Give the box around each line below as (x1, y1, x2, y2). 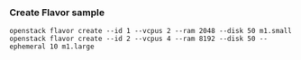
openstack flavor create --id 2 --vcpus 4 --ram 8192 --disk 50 (9, 34, 256, 44)
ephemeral (9, 42, 47, 51)
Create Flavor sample (9, 6, 105, 19)
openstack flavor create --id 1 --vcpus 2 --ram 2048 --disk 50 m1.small (9, 27, 293, 36)
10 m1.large (49, 42, 95, 51)
